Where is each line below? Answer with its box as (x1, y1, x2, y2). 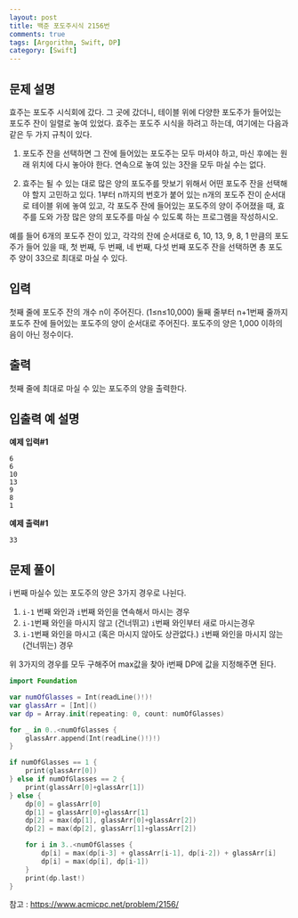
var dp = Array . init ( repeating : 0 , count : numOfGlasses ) (9, 709, 225, 718)
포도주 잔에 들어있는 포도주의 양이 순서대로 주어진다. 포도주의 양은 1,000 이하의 (9, 317, 283, 328)
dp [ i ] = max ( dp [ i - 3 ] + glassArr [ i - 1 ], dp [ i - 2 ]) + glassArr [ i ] (41, 848, 278, 858)
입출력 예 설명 (9, 411, 80, 426)
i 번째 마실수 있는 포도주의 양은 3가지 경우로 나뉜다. (9, 587, 187, 598)
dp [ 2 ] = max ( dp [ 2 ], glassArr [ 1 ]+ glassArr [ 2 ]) (25, 824, 197, 833)
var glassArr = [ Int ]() (9, 701, 98, 709)
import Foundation (9, 676, 77, 686)
